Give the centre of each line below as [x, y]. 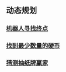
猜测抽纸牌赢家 [27, 63]
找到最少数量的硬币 [33, 46]
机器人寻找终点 [27, 29]
